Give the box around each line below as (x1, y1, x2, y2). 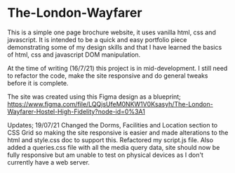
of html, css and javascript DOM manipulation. (7, 50, 141, 59)
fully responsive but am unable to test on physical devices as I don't (7, 151, 203, 159)
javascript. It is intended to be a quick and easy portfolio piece (7, 35, 187, 43)
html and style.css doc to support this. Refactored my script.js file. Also (7, 135, 214, 144)
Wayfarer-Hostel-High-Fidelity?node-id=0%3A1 (7, 107, 145, 116)
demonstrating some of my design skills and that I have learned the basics (7, 43, 222, 51)
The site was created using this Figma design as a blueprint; (7, 92, 181, 101)
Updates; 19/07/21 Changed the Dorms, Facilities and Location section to (7, 120, 218, 129)
